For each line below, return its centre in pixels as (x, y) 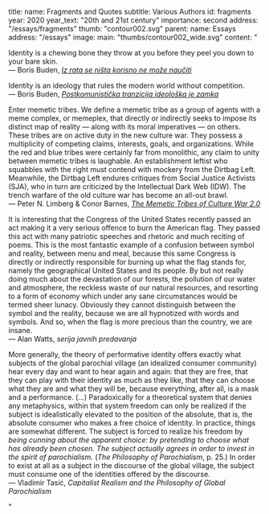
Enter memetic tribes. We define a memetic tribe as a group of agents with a (134, 109)
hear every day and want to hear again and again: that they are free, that (128, 372)
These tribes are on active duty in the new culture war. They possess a (126, 135)
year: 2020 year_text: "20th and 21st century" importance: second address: (133, 20)
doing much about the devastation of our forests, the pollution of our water (132, 279)
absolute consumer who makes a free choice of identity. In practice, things (132, 423)
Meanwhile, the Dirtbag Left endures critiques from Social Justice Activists (132, 178)
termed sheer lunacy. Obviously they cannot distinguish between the (122, 304)
